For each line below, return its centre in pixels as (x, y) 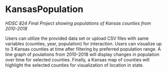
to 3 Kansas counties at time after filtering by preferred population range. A (83, 49)
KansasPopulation (44, 9)
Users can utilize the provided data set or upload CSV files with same (77, 38)
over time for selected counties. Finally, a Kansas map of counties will (77, 59)
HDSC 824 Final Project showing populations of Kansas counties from (78, 23)
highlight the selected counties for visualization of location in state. (75, 65)
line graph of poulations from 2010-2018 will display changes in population (82, 54)
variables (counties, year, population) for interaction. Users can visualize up (83, 43)
